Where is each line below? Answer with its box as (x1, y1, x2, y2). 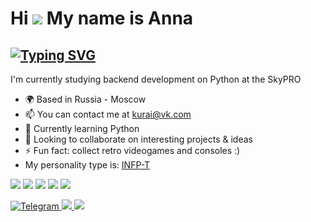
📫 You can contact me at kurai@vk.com (24, 108, 192, 120)
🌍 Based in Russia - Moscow (24, 93, 147, 105)
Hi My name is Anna (10, 7, 194, 30)
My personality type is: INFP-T (24, 159, 151, 171)
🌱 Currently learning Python (24, 123, 140, 134)
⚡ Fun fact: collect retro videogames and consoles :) (24, 145, 241, 156)
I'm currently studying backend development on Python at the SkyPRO (10, 73, 302, 85)
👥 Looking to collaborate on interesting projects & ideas (24, 133, 253, 145)
